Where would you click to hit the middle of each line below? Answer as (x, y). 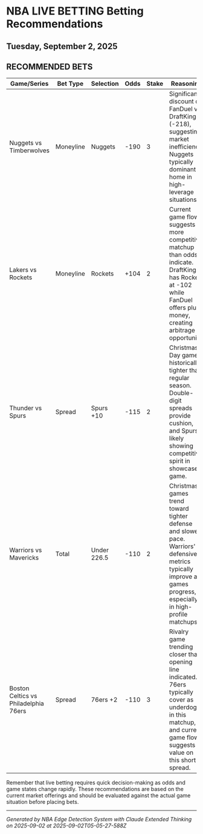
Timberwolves (30, 150)
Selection (105, 84)
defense (181, 524)
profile (178, 615)
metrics (180, 561)
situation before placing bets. (43, 802)
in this (177, 715)
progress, (182, 592)
